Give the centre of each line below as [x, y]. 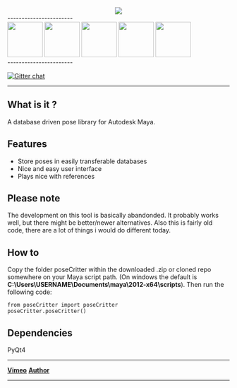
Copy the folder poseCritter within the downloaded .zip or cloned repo [109, 270]
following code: [30, 292]
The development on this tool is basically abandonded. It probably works [113, 216]
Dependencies [40, 333]
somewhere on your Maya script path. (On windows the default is [102, 277]
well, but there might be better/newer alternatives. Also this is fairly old [110, 223]
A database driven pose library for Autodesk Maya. [81, 122]
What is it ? [32, 105]
